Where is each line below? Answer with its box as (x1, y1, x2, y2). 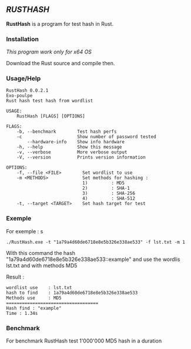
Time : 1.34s (6, 310, 38, 316)
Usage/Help (6, 75, 41, 83)
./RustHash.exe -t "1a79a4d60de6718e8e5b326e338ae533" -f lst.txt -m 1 (6, 239, 185, 245)
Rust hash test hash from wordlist (6, 98, 93, 104)
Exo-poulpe (6, 93, 33, 99)
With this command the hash (6, 249, 75, 256)
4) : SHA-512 (82, 196, 135, 202)
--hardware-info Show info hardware (27, 139, 125, 145)
